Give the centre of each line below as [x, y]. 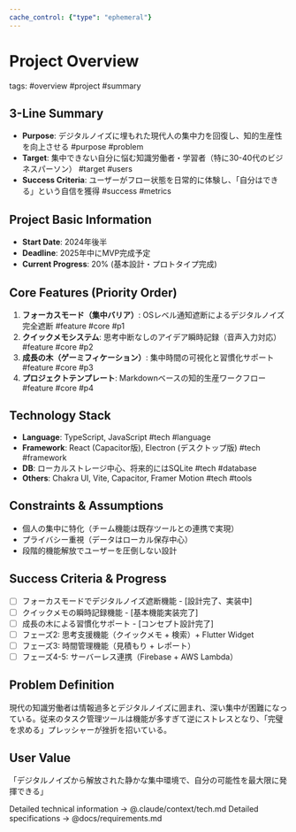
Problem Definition [62, 686]
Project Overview [74, 61]
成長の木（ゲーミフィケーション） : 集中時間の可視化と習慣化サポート [148, 358]
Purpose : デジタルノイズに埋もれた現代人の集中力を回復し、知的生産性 [152, 136]
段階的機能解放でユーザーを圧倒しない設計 [99, 551]
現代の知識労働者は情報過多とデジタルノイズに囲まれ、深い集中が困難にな [144, 707]
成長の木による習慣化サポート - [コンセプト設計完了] [118, 623]
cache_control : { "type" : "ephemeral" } [80, 17]
